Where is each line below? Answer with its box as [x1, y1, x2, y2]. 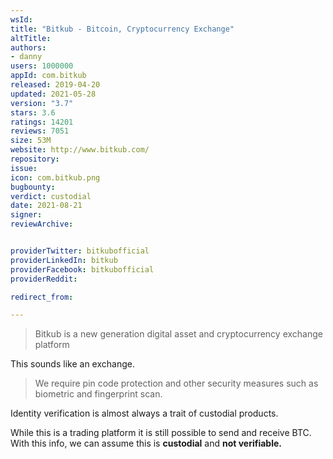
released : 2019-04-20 [10, 80, 101, 90]
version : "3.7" [10, 98, 74, 108]
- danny [10, 52, 43, 62]
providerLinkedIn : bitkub [10, 255, 118, 265]
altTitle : [10, 33, 52, 43]
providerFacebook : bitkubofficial [10, 264, 155, 275]
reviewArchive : [10, 219, 74, 230]
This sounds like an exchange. [10, 358, 135, 370]
